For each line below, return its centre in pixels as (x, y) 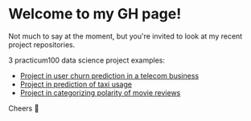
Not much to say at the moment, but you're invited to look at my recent (125, 36)
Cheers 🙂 (24, 108)
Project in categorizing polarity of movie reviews (100, 92)
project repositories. (42, 44)
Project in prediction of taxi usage (76, 84)
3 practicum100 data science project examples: (86, 60)
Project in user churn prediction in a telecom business (109, 75)
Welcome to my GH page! (95, 14)
